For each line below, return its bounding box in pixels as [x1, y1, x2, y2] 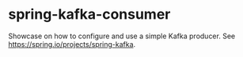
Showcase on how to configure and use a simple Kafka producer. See [8, 31, 236, 41]
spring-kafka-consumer [8, 5, 171, 23]
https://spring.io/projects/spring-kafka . [8, 39, 136, 48]
